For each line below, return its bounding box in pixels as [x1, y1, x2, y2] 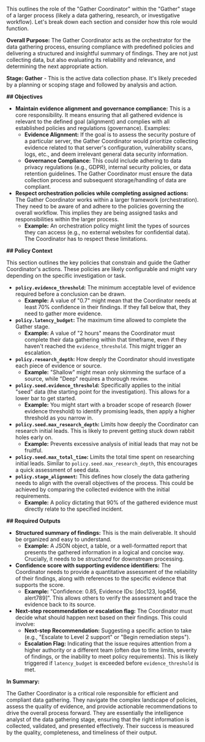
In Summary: [6, 678, 40, 685]
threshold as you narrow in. [24, 414, 94, 421]
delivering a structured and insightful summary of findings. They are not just [6, 50, 198, 57]
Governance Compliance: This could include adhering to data [24, 157, 182, 164]
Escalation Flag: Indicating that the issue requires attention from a [24, 640, 192, 647]
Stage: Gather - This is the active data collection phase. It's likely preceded [6, 75, 197, 82]
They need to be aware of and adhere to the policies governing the [15, 202, 184, 210]
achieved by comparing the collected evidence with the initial [15, 486, 170, 493]
